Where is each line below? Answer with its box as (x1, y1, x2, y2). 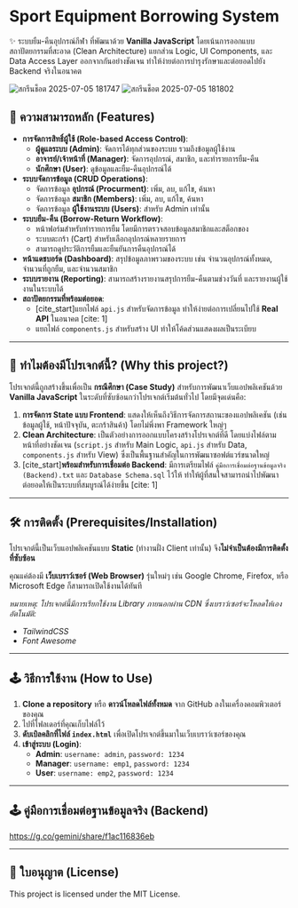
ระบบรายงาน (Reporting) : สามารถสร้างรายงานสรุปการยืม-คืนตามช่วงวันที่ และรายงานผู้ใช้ (21, 273, 288, 283)
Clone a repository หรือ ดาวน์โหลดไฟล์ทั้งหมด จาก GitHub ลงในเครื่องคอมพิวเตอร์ (21, 699, 282, 710)
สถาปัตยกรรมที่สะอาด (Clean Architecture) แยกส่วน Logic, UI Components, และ (9, 45, 273, 56)
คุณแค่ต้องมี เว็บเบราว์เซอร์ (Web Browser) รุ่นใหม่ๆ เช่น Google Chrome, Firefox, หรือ (9, 570, 289, 581)
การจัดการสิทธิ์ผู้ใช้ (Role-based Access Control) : (21, 133, 189, 144)
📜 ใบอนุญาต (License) (9, 864, 120, 880)
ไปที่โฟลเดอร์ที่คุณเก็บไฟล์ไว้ (21, 719, 105, 729)
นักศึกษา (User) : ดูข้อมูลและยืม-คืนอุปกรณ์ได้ (35, 163, 172, 174)
